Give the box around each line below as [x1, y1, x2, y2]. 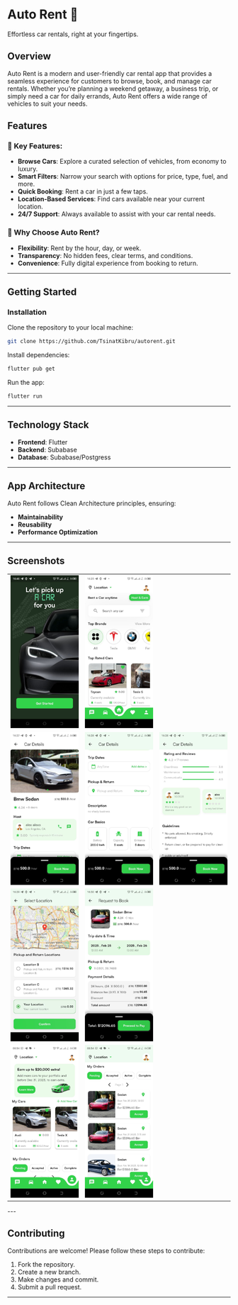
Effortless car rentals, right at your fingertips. [7, 30, 139, 38]
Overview [7, 50, 52, 62]
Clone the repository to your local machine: [7, 323, 134, 332]
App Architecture [7, 480, 86, 492]
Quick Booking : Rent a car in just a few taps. [17, 187, 149, 196]
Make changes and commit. [17, 1275, 99, 1284]
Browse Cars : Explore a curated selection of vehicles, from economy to [17, 157, 227, 166]
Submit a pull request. [17, 1282, 82, 1291]
